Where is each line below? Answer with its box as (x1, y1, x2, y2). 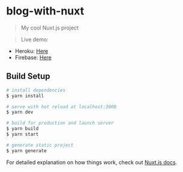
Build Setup (6, 71, 50, 82)
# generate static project (6, 142, 74, 148)
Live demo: (20, 35, 49, 43)
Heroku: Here (14, 47, 49, 55)
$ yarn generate (6, 147, 47, 154)
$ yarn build (6, 126, 39, 132)
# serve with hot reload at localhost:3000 (6, 103, 117, 109)
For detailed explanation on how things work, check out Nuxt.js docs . (6, 158, 178, 166)
